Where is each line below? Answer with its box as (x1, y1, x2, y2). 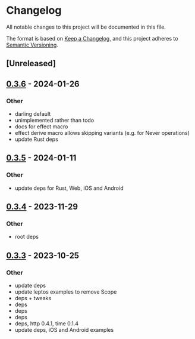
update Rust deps (14, 135, 58, 143)
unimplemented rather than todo (14, 117, 95, 124)
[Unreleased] (6, 58, 56, 69)
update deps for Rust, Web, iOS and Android (14, 184, 124, 192)
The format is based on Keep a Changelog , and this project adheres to (6, 35, 178, 42)
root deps (14, 233, 39, 241)
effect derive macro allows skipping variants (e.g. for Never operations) (14, 130, 190, 137)
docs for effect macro (14, 123, 68, 130)
